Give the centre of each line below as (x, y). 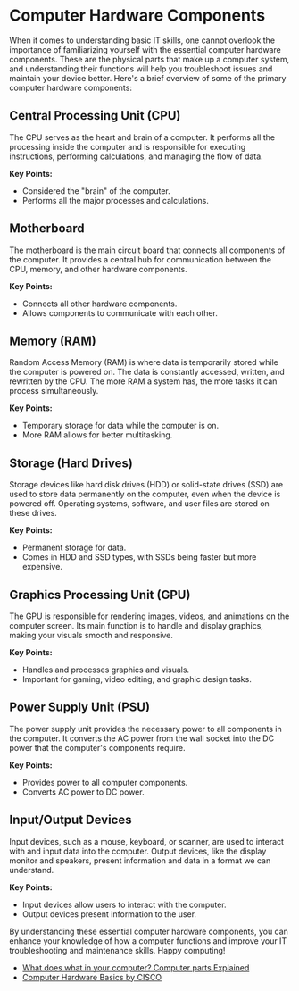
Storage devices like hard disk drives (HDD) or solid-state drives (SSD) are (146, 485)
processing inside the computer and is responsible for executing (128, 146)
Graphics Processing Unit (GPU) (100, 595)
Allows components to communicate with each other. (120, 312)
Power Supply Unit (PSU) (79, 708)
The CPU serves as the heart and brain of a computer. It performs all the (142, 137)
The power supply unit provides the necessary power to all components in (146, 729)
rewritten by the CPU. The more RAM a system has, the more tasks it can (143, 381)
